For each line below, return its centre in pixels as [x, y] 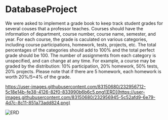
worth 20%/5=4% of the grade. [38, 77]
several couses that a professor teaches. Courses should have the [74, 28]
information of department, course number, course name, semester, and [80, 34]
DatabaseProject [41, 9]
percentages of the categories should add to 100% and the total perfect [80, 50]
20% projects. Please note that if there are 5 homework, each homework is [83, 71]
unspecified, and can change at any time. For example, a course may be [80, 61]
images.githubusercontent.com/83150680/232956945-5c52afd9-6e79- [80, 97]
